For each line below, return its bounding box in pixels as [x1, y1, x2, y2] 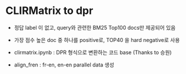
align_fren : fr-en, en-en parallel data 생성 [14, 61, 114, 68]
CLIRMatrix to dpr [5, 4, 94, 17]
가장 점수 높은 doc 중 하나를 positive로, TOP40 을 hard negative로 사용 [14, 36, 180, 43]
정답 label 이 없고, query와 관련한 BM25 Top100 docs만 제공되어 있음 [14, 24, 176, 31]
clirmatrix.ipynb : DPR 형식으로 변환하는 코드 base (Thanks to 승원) [14, 48, 172, 56]
